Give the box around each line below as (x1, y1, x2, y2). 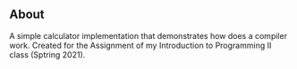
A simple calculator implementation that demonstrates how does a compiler (9, 30, 288, 41)
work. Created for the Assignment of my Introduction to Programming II (9, 40, 272, 50)
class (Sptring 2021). (9, 49, 86, 60)
